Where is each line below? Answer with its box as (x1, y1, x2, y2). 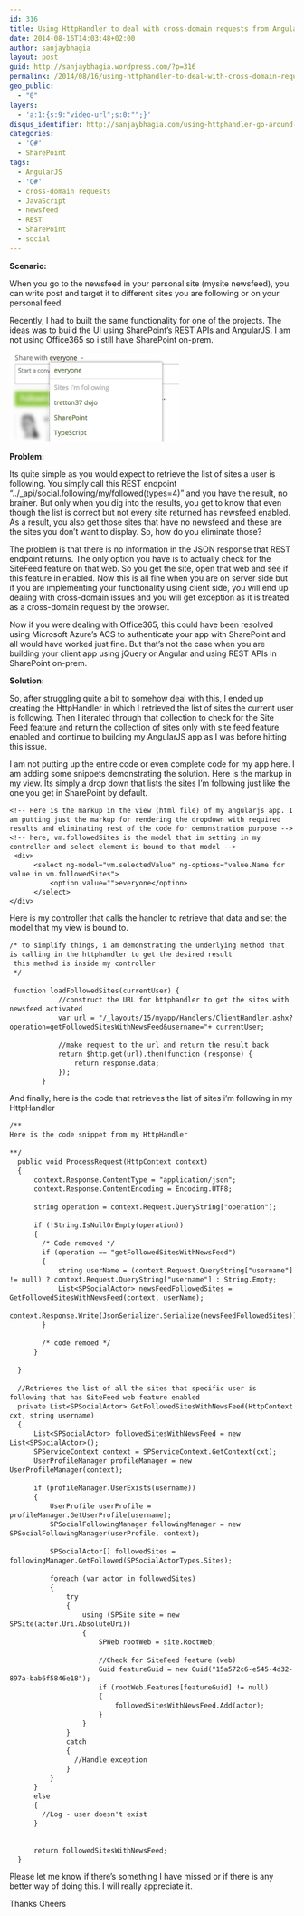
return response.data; (73, 1059, 160, 1068)
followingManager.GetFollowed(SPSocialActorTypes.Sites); (9, 1555, 233, 1565)
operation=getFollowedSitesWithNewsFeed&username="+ (9, 1022, 213, 1031)
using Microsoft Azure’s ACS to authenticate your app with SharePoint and (9, 628, 287, 639)
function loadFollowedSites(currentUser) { (13, 986, 180, 995)
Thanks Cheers (9, 1898, 66, 1909)
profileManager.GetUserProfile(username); (9, 1510, 172, 1520)
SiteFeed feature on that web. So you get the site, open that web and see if (9, 563, 289, 574)
